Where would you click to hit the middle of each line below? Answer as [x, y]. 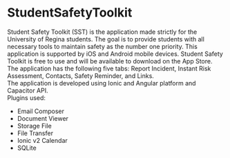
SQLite [27, 148]
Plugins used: [27, 97]
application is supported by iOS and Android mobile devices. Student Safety [115, 54]
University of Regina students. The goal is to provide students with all [106, 39]
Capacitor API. [28, 90]
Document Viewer [43, 118]
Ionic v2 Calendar [42, 140]
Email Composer [40, 111]
